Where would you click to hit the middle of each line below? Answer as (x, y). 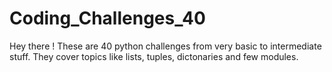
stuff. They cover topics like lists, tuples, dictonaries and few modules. (154, 56)
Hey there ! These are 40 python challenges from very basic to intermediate (165, 46)
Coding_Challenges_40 (107, 18)
